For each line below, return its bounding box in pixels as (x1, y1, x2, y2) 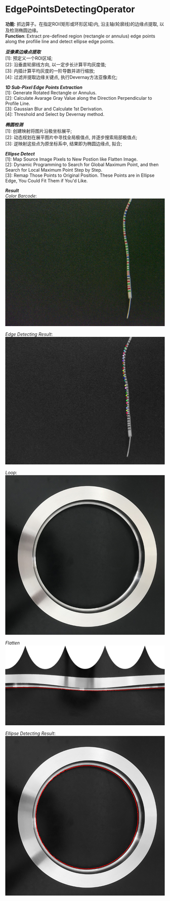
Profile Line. (5, 100, 30, 106)
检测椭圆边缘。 (9, 27, 41, 33)
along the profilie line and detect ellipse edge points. (5, 38, 115, 44)
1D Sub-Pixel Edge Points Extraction (5, 84, 82, 90)
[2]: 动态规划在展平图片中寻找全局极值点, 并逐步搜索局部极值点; (5, 134, 138, 140)
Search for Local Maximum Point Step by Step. (5, 167, 103, 173)
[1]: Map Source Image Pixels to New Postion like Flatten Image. (5, 156, 138, 162)
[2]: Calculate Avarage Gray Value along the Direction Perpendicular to (5, 95, 152, 101)
